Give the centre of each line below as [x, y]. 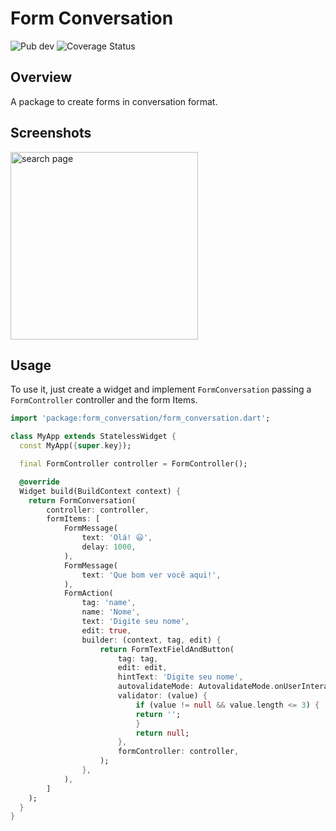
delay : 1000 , [109, 547]
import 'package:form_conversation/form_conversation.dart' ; [140, 418]
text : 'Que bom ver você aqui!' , [151, 575]
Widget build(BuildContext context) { [100, 491]
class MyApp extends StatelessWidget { [93, 437]
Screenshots [51, 133]
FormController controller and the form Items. [104, 400]
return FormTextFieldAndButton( [167, 649]
